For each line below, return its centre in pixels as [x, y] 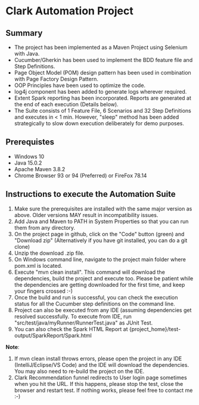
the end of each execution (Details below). [66, 104]
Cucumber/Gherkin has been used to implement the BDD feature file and [103, 60]
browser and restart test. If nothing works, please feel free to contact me [103, 390]
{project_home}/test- [155, 329]
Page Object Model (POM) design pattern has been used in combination [102, 72]
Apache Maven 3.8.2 [40, 169]
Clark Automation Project [69, 11]
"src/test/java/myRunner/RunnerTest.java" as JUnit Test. [83, 323]
